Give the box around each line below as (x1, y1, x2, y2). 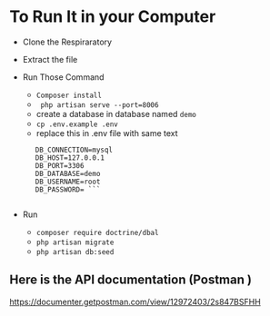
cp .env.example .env (35, 120, 118, 129)
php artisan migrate (35, 238, 115, 247)
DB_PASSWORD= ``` (35, 184, 101, 194)
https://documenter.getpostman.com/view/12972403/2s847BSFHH (9, 296, 261, 307)
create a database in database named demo (35, 108, 197, 119)
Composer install (35, 91, 103, 100)
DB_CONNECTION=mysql (35, 145, 114, 154)
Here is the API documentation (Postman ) (9, 272, 253, 288)
